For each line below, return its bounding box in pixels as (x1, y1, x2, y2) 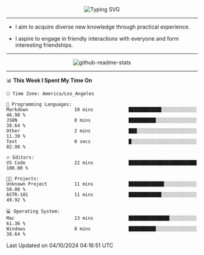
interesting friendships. (15, 41, 73, 49)
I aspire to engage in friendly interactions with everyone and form (15, 35, 179, 42)
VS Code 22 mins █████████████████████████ (6, 160, 197, 166)
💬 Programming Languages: (6, 101, 72, 107)
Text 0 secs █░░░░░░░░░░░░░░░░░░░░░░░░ (6, 138, 197, 144)
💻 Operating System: (6, 208, 61, 214)
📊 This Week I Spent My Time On (6, 76, 92, 84)
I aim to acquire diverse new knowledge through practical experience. (15, 23, 190, 30)
